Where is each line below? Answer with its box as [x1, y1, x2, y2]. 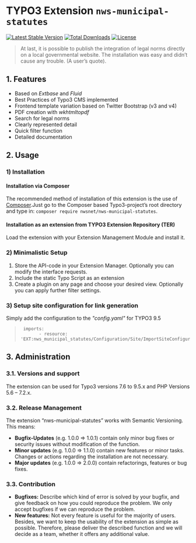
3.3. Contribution [6, 480, 55, 488]
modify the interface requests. [14, 268, 87, 275]
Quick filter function [14, 127, 63, 134]
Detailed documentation [14, 133, 73, 140]
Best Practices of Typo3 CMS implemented [14, 96, 118, 103]
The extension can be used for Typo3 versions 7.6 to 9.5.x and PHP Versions [6, 383, 190, 390]
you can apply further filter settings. [14, 286, 101, 293]
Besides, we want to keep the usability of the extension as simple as [14, 518, 179, 525]
